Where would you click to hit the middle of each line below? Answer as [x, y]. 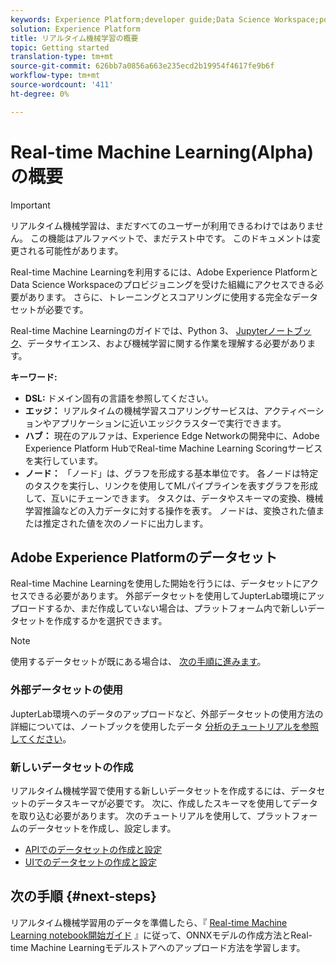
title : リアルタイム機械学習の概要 [74, 38]
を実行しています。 [63, 460]
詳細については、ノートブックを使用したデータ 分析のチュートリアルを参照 [165, 726]
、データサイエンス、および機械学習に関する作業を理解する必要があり [163, 343]
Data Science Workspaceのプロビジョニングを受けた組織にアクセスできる [163, 284]
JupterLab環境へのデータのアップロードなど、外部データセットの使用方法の [167, 713]
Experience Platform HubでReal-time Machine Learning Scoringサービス [173, 448]
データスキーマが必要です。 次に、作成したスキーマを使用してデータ [177, 803]
